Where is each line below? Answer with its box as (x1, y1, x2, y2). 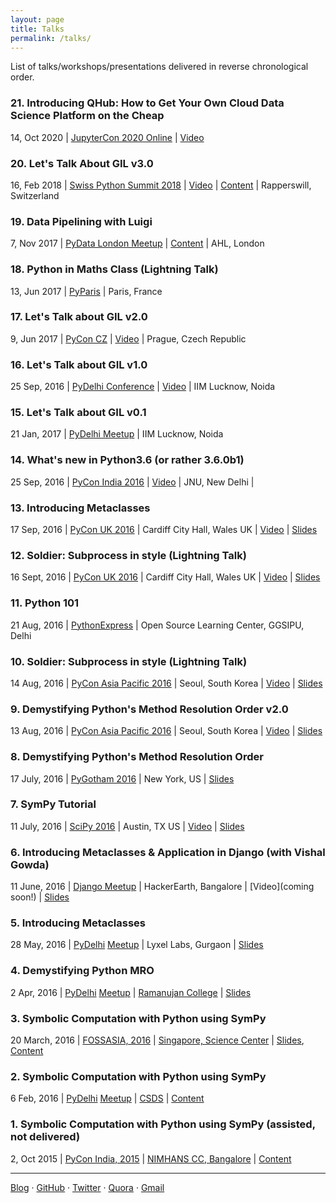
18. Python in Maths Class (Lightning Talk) (10, 262, 219, 276)
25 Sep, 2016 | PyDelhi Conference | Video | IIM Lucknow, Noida (10, 381, 276, 393)
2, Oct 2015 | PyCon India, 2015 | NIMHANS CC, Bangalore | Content (10, 1152, 292, 1165)
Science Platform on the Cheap (10, 109, 165, 123)
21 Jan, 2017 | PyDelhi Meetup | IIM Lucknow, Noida (10, 428, 224, 440)
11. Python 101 (10, 596, 80, 610)
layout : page (10, 14, 65, 25)
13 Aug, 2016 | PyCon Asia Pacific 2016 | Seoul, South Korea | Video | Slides (10, 725, 323, 737)
